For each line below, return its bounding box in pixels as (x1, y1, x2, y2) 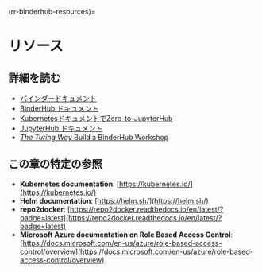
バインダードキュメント (19, 94, 97, 103)
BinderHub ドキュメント (19, 103, 99, 113)
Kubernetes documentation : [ (19, 179, 120, 188)
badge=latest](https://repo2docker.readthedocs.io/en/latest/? (19, 212, 222, 222)
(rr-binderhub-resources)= (8, 7, 96, 16)
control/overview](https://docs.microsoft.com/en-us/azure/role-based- (19, 247, 254, 256)
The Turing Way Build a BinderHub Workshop (19, 133, 169, 142)
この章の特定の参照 (8, 157, 102, 171)
